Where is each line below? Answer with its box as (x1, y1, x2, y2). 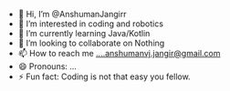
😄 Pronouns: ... (17, 61, 78, 72)
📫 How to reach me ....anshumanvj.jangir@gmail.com (17, 48, 221, 58)
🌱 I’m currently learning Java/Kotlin (17, 28, 151, 38)
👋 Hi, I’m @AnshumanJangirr (17, 9, 127, 19)
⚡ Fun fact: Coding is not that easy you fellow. (17, 71, 191, 82)
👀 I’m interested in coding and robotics (17, 18, 164, 29)
